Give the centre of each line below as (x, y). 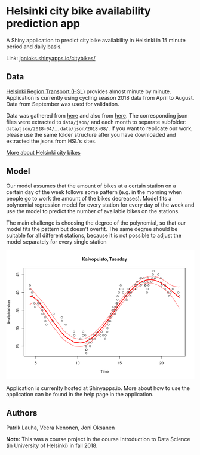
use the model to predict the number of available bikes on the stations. (93, 211)
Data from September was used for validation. (63, 104)
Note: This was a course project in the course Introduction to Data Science (98, 439)
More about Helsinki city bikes (43, 152)
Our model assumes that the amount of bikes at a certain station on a (91, 186)
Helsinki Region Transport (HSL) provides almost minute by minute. (89, 91)
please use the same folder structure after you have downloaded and (91, 134)
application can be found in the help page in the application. (80, 394)
